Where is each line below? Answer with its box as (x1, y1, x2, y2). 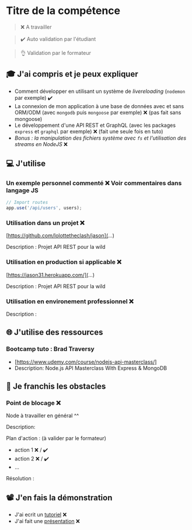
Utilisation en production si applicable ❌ (6, 258, 122, 266)
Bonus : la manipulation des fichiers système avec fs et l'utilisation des (14, 134, 187, 141)
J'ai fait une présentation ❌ (14, 518, 80, 525)
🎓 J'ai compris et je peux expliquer (6, 69, 138, 79)
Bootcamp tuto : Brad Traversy (6, 345, 95, 353)
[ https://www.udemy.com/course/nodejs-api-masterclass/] (14, 358, 157, 365)
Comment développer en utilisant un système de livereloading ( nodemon (14, 88, 186, 95)
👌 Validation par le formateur (20, 49, 92, 56)
